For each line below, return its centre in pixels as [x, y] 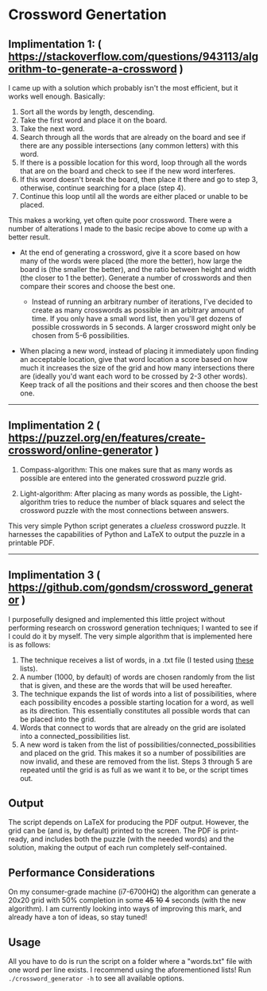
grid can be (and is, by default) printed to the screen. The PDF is [114, 831]
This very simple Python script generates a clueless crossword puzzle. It [127, 526]
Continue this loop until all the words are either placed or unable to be [134, 196]
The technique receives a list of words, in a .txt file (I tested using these [137, 660]
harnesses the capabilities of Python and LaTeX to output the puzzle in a [127, 534]
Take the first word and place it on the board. [93, 120]
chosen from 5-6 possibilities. [80, 335]
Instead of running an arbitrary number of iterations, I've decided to [142, 301]
